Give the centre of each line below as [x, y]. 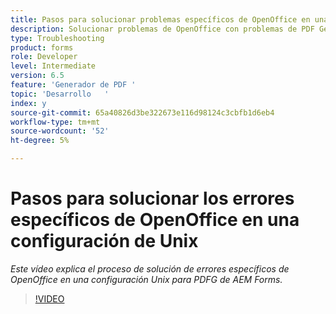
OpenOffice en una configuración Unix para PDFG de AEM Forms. [146, 279]
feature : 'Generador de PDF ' [73, 85]
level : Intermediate [53, 66]
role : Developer [44, 57]
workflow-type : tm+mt [55, 122]
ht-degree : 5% [40, 141]
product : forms [42, 47]
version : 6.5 [37, 76]
